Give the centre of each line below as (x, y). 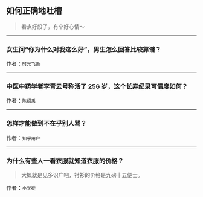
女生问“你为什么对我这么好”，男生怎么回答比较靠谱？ (84, 49)
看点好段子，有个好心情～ (53, 27)
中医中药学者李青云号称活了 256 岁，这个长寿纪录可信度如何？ (97, 86)
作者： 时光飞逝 (23, 64)
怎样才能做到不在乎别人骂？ (47, 124)
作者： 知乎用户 (23, 138)
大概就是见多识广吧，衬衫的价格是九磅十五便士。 (82, 175)
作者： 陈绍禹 (21, 101)
